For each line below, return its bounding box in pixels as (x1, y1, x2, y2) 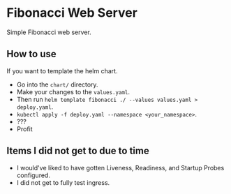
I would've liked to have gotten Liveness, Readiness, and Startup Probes (16, 163, 225, 172)
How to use (6, 48, 57, 60)
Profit (16, 124, 33, 133)
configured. (16, 171, 50, 179)
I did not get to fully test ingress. (16, 178, 110, 186)
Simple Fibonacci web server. (6, 28, 91, 36)
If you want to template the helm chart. (6, 66, 118, 75)
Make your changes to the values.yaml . (16, 87, 131, 96)
